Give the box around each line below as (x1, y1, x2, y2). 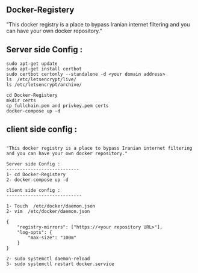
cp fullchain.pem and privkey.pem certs (6, 102, 110, 109)
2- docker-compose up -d (6, 177, 69, 183)
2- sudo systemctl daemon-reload (6, 256, 90, 262)
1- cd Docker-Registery (6, 171, 66, 178)
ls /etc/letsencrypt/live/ (6, 76, 77, 82)
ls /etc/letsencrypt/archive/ (6, 81, 82, 88)
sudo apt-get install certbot (6, 66, 82, 72)
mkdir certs (6, 97, 36, 103)
